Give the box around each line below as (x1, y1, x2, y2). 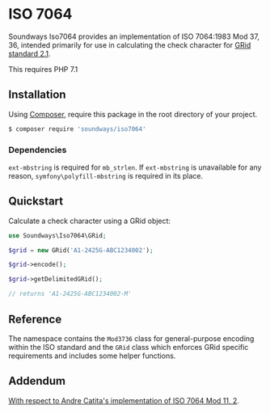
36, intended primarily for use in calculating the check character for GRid (8, 40, 251, 49)
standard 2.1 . (8, 48, 51, 58)
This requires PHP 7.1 (8, 64, 78, 74)
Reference (8, 312, 62, 326)
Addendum (8, 374, 66, 388)
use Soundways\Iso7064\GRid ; (8, 231, 107, 239)
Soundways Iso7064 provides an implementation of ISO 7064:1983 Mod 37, (8, 32, 260, 41)
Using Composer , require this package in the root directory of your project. (8, 109, 258, 119)
